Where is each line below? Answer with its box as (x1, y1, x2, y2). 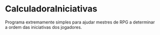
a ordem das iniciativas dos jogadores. (5, 24, 82, 30)
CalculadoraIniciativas (5, 3, 97, 14)
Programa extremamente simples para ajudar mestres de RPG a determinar (5, 19, 155, 25)
